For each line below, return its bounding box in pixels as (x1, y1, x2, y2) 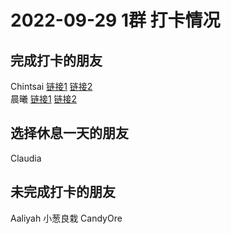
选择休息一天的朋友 (10, 125, 129, 142)
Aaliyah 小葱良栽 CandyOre (10, 212, 123, 224)
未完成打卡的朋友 (10, 184, 116, 201)
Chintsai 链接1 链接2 (10, 81, 93, 92)
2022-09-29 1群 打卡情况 (10, 9, 221, 32)
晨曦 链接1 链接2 (10, 93, 78, 105)
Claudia (10, 152, 42, 164)
